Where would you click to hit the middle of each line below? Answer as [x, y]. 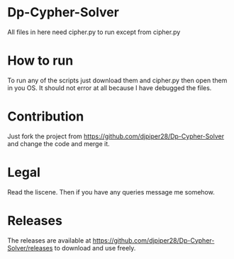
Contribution [46, 117]
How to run [40, 61]
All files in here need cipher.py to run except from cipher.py [94, 32]
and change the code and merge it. [58, 143]
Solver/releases [30, 248]
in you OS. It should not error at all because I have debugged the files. [110, 88]
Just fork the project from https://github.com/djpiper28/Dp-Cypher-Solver [116, 136]
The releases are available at [49, 240]
